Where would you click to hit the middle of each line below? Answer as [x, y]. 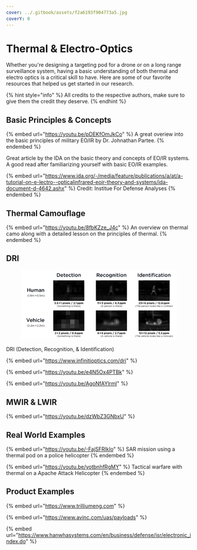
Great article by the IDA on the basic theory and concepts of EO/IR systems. [98, 158]
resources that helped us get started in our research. [70, 84]
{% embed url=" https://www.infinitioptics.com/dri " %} [72, 361]
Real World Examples [46, 435]
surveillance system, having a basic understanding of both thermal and [92, 71]
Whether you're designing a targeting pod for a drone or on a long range [94, 65]
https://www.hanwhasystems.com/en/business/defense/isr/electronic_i [104, 535]
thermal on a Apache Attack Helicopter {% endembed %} [76, 473]
